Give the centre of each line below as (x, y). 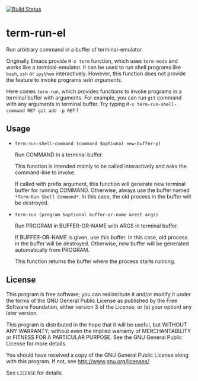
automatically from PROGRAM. (52, 249)
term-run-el (36, 33)
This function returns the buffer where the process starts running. (95, 261)
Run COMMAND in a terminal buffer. (59, 155)
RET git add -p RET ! (53, 110)
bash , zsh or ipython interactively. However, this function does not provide (96, 73)
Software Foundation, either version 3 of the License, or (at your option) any (99, 307)
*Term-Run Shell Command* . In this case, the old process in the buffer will (103, 196)
